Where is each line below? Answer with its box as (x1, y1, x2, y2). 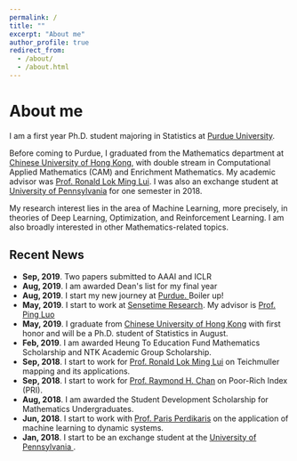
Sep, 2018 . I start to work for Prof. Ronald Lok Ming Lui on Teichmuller (21, 356, 280, 367)
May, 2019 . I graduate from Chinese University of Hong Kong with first (21, 318, 282, 329)
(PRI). (21, 384, 43, 395)
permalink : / (9, 12, 58, 22)
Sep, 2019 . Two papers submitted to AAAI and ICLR (21, 271, 212, 281)
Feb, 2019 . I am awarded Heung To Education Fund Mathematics (21, 337, 261, 348)
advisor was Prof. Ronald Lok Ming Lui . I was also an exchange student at (9, 175, 278, 187)
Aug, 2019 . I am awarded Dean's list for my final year (21, 280, 218, 291)
